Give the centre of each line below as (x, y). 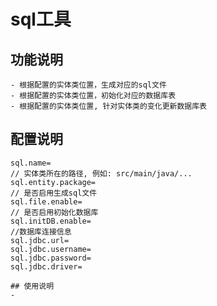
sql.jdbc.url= (40, 240)
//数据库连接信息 (41, 231)
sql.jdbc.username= (51, 249)
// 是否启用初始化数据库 (54, 212)
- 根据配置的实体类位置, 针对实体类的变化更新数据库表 (109, 106)
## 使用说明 (32, 286)
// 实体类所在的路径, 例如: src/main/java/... (101, 173)
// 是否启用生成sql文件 (54, 193)
